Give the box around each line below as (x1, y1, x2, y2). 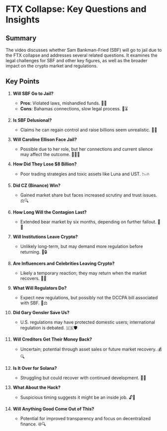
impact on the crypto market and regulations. (5, 63, 98, 69)
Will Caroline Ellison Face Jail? (12, 136, 77, 142)
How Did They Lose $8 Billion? (12, 161, 77, 167)
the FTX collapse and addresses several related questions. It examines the (5, 52, 158, 58)
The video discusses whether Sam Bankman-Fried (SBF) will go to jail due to (5, 47, 162, 53)
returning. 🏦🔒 (20, 249, 48, 255)
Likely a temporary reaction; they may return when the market (20, 270, 147, 276)
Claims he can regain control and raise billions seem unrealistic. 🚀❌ (20, 127, 158, 133)
